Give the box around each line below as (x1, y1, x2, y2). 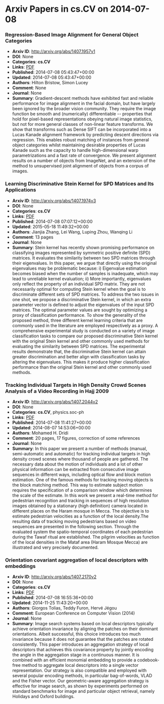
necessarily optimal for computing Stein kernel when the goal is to (12, 286, 146, 292)
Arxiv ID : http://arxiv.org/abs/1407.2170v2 (12, 574, 97, 580)
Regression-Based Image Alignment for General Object (5, 31, 139, 38)
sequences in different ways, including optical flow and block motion (12, 471, 151, 478)
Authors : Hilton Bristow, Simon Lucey (12, 80, 88, 86)
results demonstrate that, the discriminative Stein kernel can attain (12, 349, 146, 354)
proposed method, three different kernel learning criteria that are (12, 317, 143, 323)
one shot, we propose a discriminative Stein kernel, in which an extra (12, 296, 151, 302)
